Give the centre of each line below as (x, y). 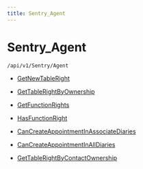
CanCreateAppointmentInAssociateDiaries (76, 131)
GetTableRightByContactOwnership (67, 157)
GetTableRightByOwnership (56, 91)
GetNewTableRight (43, 78)
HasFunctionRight (42, 118)
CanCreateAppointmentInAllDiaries (66, 144)
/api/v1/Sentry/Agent (38, 66)
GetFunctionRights (43, 105)
